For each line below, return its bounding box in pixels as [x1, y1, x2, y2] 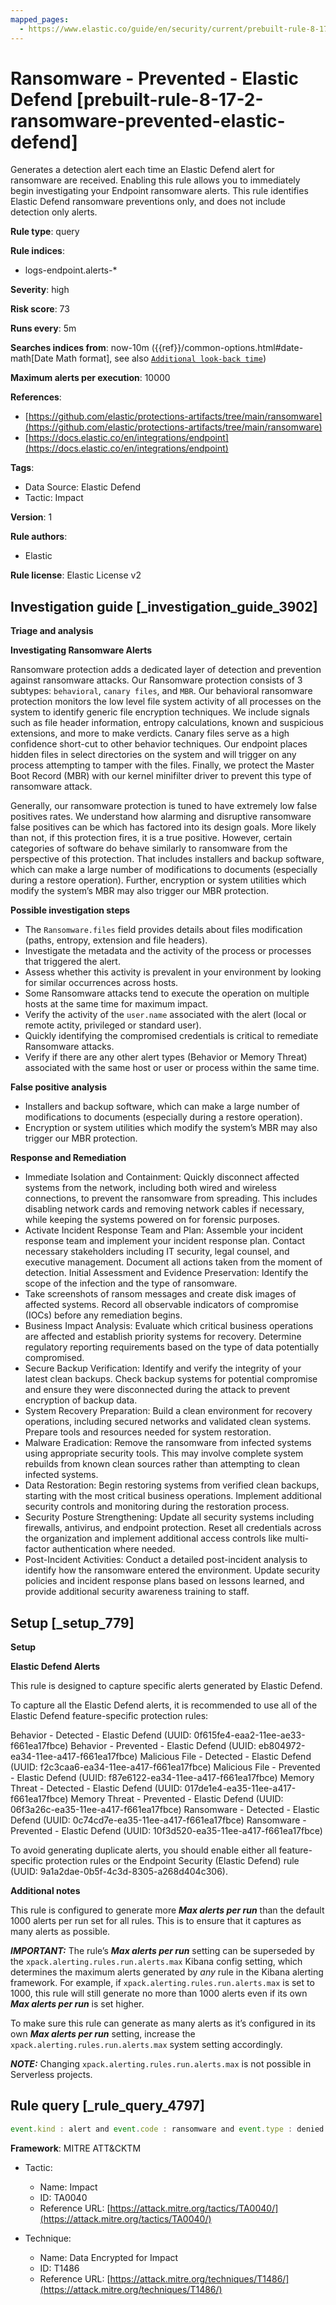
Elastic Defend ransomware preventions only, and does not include [10, 196, 287, 208]
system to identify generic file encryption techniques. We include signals [10, 706, 310, 718]
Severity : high [10, 284, 70, 296]
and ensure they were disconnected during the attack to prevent [24, 1384, 291, 1396]
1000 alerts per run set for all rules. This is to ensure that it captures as [10, 1915, 302, 1927]
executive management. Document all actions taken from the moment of [24, 1256, 323, 1268]
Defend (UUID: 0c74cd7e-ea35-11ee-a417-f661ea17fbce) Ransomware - [10, 1814, 307, 1826]
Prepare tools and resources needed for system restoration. [24, 1426, 272, 1438]
